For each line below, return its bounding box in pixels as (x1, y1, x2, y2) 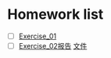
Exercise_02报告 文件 (18, 42, 88, 50)
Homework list (7, 5, 104, 24)
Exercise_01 (18, 31, 56, 41)
